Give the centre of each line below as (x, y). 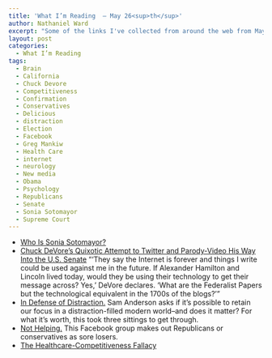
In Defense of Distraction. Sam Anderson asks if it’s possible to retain (135, 303)
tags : (17, 62)
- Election (34, 129)
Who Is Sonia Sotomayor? (63, 242)
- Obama (29, 182)
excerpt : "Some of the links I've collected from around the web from (130, 31)
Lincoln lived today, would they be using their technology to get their (134, 277)
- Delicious (36, 114)
